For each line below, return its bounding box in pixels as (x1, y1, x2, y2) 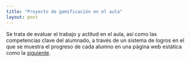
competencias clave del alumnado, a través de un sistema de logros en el (6, 37, 185, 44)
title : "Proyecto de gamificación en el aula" (6, 8, 123, 15)
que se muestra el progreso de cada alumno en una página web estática (6, 43, 182, 50)
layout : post (6, 14, 38, 20)
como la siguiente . (6, 49, 51, 56)
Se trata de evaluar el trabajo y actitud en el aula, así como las (6, 30, 158, 37)
